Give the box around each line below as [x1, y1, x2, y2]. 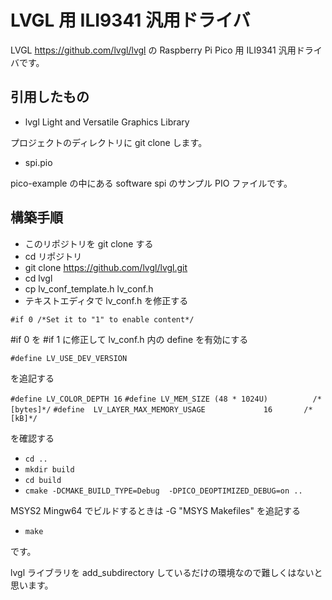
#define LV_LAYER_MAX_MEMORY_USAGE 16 [53, 404, 273, 415]
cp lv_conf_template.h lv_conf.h [24, 282, 154, 295]
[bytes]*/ [10, 404, 52, 415]
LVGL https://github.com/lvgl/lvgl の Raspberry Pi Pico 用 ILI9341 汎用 [10, 44, 297, 56]
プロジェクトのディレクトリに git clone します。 [10, 136, 208, 148]
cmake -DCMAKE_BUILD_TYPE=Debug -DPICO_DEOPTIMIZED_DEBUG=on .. [24, 486, 303, 496]
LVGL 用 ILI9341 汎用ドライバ [10, 9, 251, 32]
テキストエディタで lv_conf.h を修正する [24, 294, 189, 306]
